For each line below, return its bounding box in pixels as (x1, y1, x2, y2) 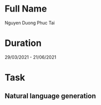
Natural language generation (4, 92, 96, 100)
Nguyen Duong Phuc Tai (4, 20, 55, 26)
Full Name (4, 3, 47, 15)
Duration (4, 37, 42, 49)
